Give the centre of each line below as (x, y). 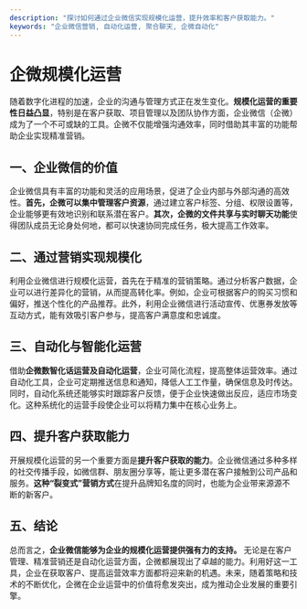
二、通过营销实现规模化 (75, 257)
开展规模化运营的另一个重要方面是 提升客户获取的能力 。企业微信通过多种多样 (153, 460)
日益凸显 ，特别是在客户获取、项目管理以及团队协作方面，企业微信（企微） (157, 113)
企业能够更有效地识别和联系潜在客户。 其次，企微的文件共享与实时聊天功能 (149, 214)
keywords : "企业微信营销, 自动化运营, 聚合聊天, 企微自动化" (114, 27)
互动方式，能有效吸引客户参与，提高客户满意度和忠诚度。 (117, 315)
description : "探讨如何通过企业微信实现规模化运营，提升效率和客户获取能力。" (143, 18)
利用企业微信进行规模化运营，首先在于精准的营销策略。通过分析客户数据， (149, 281)
